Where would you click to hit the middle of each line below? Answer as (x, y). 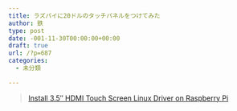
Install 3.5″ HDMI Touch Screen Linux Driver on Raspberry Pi (128, 98)
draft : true (28, 46)
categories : (28, 61)
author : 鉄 (26, 23)
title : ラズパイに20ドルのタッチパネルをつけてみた (84, 16)
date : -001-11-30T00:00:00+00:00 (64, 38)
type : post (27, 31)
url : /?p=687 (30, 53)
